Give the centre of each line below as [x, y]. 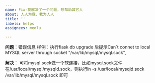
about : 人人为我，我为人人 [30, 14]
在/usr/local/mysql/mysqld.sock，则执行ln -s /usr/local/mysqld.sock [75, 69]
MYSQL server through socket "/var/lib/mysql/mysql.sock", [66, 53]
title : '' [15, 19]
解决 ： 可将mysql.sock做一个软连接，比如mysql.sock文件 [64, 63]
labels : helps [20, 23]
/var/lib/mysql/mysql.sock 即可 [37, 75]
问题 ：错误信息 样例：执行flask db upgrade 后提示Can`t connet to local [78, 47]
